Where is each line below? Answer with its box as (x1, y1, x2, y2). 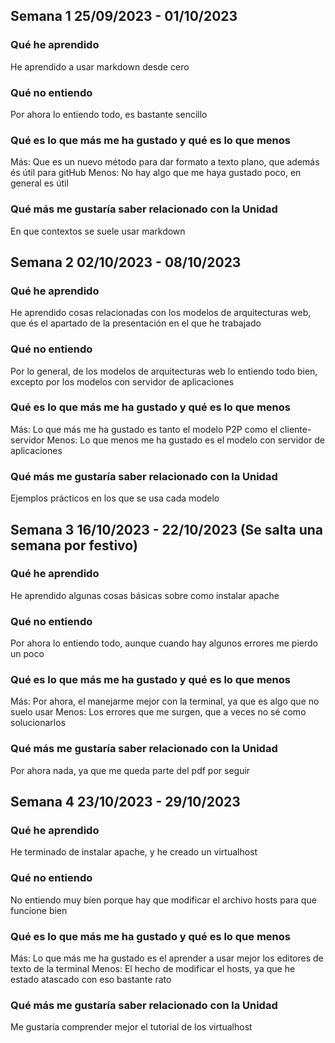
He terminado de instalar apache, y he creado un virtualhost (10, 846, 258, 858)
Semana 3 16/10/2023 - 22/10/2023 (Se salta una (10, 521, 324, 538)
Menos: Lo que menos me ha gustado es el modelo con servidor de (46, 434, 325, 446)
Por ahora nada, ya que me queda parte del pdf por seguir (10, 764, 251, 776)
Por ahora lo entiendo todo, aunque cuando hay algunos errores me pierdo (10, 637, 318, 649)
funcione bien (10, 904, 68, 916)
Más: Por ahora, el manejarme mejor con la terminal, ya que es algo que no (10, 695, 320, 708)
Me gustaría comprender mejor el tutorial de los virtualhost (10, 1021, 253, 1033)
